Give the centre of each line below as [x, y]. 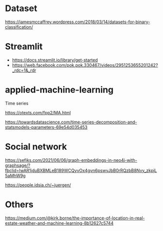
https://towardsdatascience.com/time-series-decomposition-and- [71, 122]
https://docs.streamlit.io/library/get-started [55, 60]
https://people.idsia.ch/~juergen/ [38, 185]
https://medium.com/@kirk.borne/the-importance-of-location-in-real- [75, 218]
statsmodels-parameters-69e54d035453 [46, 127]
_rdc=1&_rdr [24, 70]
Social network [36, 147]
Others [19, 204]
